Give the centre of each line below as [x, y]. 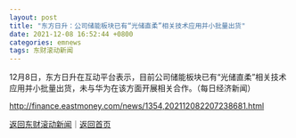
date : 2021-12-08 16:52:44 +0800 [71, 34]
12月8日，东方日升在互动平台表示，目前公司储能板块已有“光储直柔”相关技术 [148, 77]
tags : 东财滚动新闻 [41, 51]
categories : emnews [45, 42]
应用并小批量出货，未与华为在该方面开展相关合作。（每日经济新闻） [132, 88]
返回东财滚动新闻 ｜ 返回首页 [60, 125]
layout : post [33, 17]
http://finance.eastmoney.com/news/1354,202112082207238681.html [137, 106]
